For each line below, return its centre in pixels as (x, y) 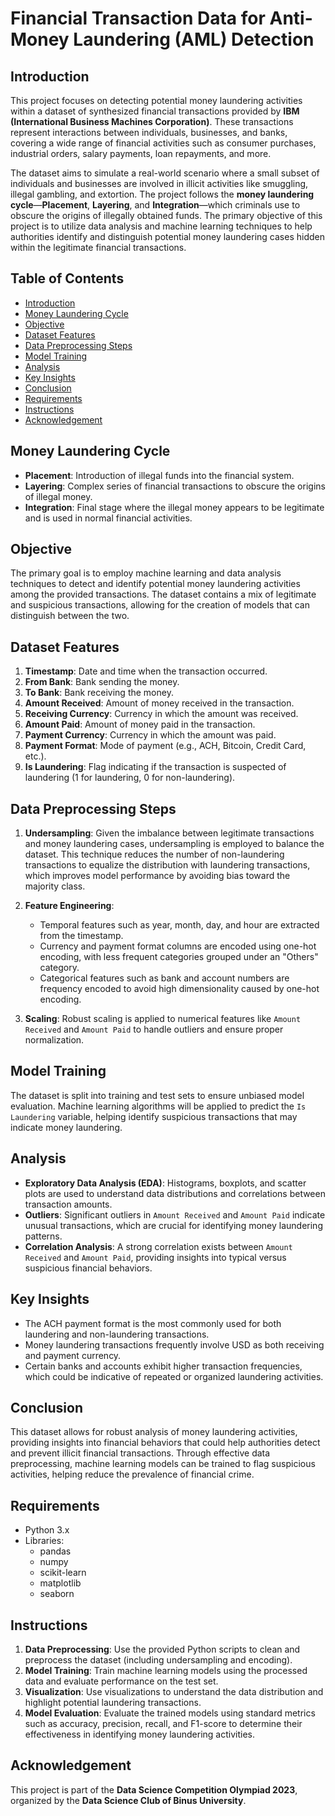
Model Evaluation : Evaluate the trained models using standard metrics (170, 1713)
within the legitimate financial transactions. (98, 247)
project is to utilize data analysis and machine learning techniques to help (161, 226)
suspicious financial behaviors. (88, 1268)
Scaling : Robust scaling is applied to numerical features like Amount (163, 1019)
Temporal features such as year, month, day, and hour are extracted (179, 925)
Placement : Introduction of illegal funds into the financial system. (159, 475)
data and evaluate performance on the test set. (121, 1681)
